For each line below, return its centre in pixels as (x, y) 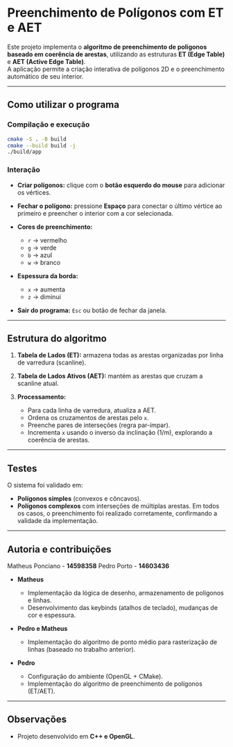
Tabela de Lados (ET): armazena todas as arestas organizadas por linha (120, 355)
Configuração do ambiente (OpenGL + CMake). (95, 676)
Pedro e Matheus (42, 628)
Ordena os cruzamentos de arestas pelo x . (88, 418)
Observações (37, 720)
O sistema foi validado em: (45, 485)
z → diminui (44, 296)
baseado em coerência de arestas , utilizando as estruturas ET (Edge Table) (116, 54)
